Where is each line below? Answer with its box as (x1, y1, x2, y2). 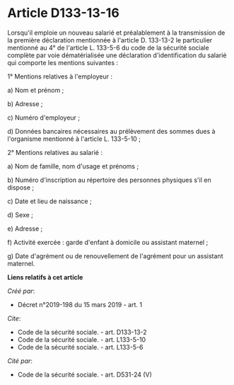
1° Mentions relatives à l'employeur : (7, 72, 113, 81)
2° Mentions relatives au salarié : (7, 148, 103, 156)
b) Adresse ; (7, 99, 43, 108)
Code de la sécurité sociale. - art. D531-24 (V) (17, 370, 152, 379)
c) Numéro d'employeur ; (7, 113, 81, 122)
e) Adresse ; (7, 224, 43, 233)
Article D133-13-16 (7, 5, 120, 21)
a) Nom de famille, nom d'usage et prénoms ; (7, 161, 139, 171)
